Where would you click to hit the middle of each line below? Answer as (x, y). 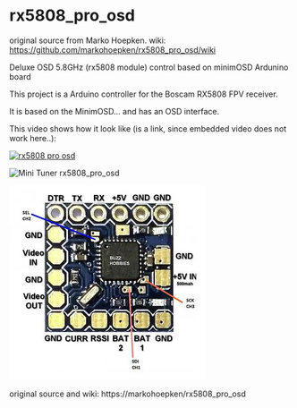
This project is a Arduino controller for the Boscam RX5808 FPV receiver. (144, 94)
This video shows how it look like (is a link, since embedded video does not (148, 128)
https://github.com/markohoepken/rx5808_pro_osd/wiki (113, 49)
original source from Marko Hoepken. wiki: (88, 40)
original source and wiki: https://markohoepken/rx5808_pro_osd (127, 394)
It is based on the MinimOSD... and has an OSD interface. (115, 111)
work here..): (33, 138)
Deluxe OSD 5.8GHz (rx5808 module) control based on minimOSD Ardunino (149, 67)
